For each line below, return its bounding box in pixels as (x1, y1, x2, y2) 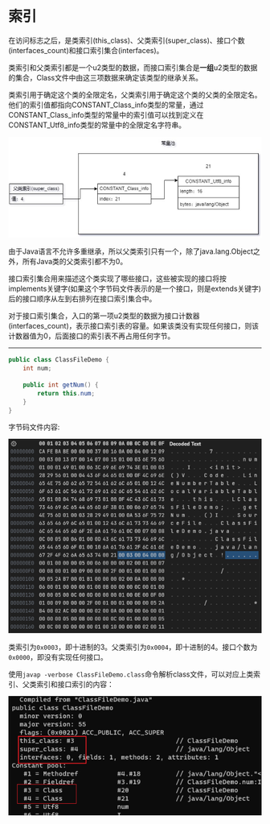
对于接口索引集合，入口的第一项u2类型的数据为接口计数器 (8, 311, 200, 321)
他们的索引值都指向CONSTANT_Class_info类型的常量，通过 (8, 100, 204, 110)
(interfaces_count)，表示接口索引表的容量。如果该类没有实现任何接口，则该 (8, 321, 260, 330)
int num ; (22, 364, 52, 372)
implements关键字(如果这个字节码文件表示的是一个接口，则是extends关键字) (8, 284, 262, 293)
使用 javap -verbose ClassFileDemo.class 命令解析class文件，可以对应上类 (8, 669, 254, 679)
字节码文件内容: (8, 422, 60, 432)
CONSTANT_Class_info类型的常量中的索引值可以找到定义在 (8, 110, 204, 119)
